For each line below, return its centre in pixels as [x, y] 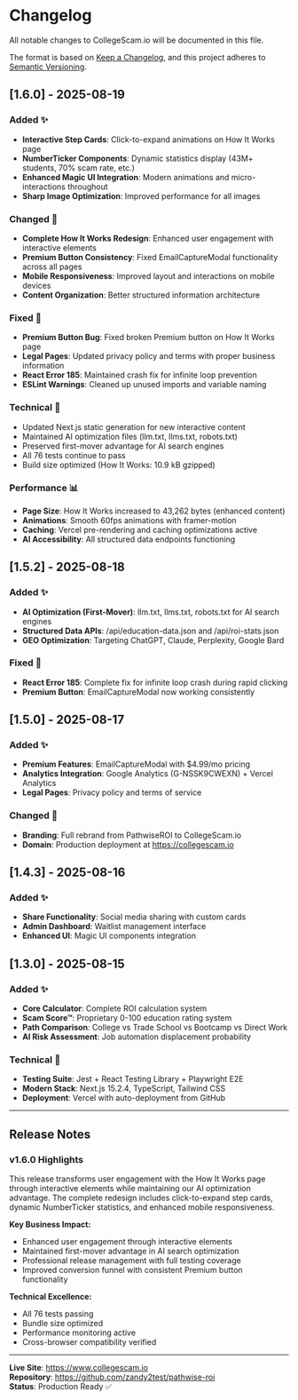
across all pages [52, 266]
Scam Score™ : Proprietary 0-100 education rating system [127, 1018]
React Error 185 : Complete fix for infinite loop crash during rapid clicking [155, 682]
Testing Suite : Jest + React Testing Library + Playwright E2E [133, 1079]
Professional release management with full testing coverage [131, 1261]
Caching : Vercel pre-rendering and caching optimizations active [140, 529]
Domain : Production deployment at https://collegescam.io [128, 844]
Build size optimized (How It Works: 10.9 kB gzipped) [118, 465]
